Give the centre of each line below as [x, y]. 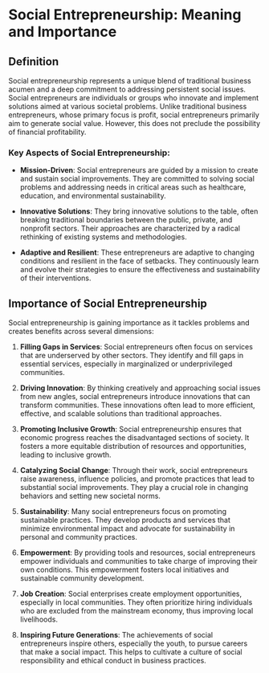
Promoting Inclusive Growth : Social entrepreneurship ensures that [131, 429]
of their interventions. [55, 278]
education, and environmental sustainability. [93, 196]
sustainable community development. [82, 578]
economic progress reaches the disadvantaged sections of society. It [134, 438]
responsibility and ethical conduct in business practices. [113, 661]
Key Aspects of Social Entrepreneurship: [89, 153]
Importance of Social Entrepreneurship [108, 303]
